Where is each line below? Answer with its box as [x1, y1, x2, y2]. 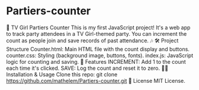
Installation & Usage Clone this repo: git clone [6, 70, 118, 78]
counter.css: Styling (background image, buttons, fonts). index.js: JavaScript [6, 52, 194, 59]
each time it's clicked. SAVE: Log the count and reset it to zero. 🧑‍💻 [6, 64, 169, 72]
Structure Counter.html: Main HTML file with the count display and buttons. [6, 45, 190, 52]
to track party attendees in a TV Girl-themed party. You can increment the [6, 30, 187, 37]
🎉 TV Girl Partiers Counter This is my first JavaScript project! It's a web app [6, 24, 191, 31]
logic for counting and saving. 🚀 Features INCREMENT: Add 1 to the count [6, 58, 186, 65]
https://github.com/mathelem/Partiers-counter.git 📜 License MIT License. [6, 77, 186, 84]
